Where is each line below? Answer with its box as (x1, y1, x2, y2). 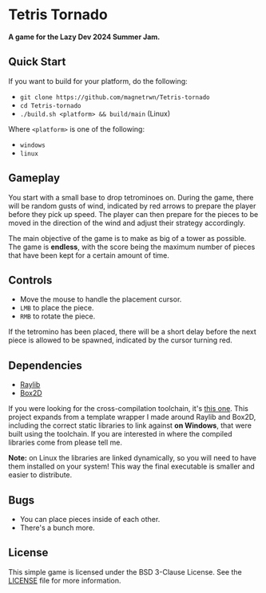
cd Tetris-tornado (19, 101, 81, 109)
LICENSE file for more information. (8, 575, 121, 585)
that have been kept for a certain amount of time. (8, 250, 170, 260)
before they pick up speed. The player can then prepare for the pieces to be (8, 209, 259, 219)
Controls (8, 273, 53, 287)
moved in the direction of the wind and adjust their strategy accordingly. (8, 218, 246, 227)
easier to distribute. (8, 470, 73, 480)
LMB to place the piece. (19, 303, 94, 313)
